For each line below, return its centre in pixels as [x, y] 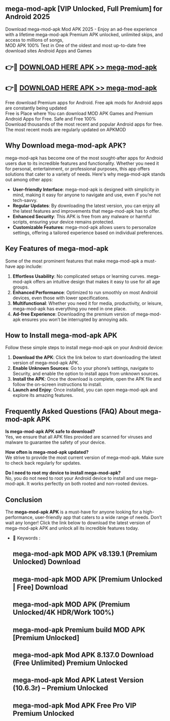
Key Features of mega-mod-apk [57, 249]
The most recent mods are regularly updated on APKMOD [66, 130]
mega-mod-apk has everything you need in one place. [70, 308]
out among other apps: [29, 179]
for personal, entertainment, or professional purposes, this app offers [78, 168]
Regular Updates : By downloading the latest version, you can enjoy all [86, 206]
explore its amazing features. [43, 395]
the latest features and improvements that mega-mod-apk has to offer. [86, 211]
